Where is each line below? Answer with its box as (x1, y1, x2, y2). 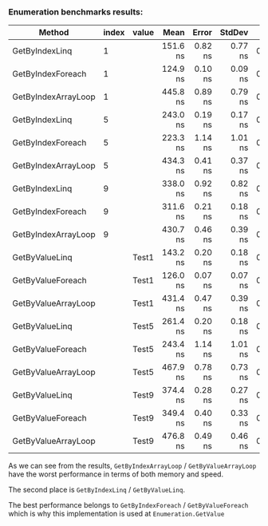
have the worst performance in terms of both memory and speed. (8, 469, 224, 479)
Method (38, 27, 69, 38)
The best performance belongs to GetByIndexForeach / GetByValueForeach (8, 500, 249, 510)
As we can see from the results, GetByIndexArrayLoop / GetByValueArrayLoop (8, 461, 257, 471)
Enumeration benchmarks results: (8, 6, 144, 18)
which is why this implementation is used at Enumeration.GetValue (8, 509, 225, 519)
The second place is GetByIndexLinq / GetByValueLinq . (8, 485, 186, 495)
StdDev (219, 27, 249, 38)
